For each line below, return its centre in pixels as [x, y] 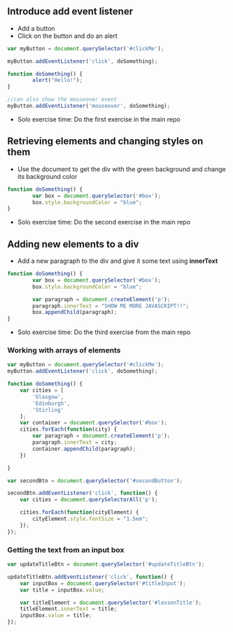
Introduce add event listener [70, 12]
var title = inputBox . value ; [62, 590]
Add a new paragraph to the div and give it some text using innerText [118, 261]
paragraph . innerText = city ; [75, 443]
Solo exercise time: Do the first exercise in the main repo [99, 119]
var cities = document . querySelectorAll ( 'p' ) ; [89, 500]
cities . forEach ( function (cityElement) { [79, 512]
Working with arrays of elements [64, 350]
